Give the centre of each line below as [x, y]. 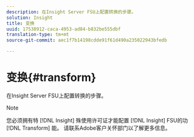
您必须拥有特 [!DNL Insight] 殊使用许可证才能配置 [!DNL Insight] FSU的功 [97, 120]
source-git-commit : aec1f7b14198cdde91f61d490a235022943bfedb [87, 40]
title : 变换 [20, 23]
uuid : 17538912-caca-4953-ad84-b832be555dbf [64, 29]
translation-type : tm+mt [38, 35]
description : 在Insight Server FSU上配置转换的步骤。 [71, 12]
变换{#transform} [51, 78]
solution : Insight [29, 18]
